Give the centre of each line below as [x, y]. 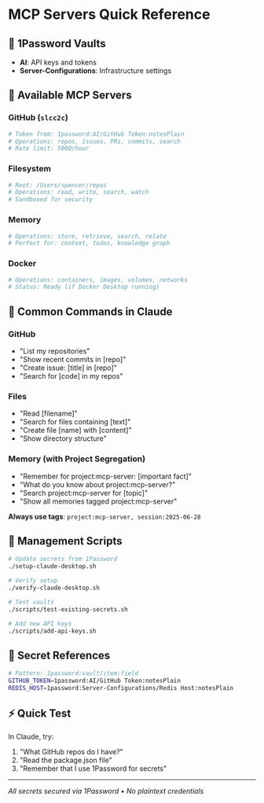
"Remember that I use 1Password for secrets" [93, 768]
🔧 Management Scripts [65, 541]
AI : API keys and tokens [58, 62]
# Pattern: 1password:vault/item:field [73, 673]
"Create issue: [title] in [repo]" [68, 368]
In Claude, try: [31, 736]
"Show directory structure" [63, 438]
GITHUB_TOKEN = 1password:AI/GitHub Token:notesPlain [94, 681]
